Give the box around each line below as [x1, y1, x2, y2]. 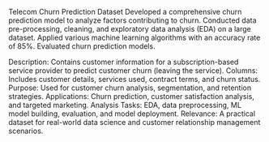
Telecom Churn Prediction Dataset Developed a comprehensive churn [8, 7, 242, 16]
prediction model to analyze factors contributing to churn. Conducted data [8, 15, 257, 25]
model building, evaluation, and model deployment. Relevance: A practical [8, 109, 256, 118]
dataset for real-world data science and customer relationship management [8, 118, 261, 127]
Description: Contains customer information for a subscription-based [8, 57, 239, 67]
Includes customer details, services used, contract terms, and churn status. [8, 75, 261, 84]
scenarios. [8, 126, 44, 136]
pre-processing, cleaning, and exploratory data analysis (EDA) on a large [8, 24, 251, 33]
